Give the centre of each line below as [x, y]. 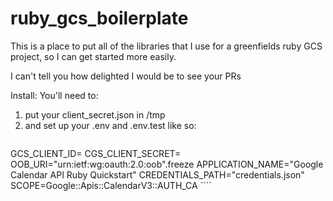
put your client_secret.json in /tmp [95, 114]
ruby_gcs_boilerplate [99, 18]
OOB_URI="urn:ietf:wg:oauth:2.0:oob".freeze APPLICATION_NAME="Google [167, 164]
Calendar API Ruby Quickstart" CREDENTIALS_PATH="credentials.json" [157, 174]
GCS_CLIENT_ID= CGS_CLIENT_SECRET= [96, 153]
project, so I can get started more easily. [93, 56]
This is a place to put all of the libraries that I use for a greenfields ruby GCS [166, 46]
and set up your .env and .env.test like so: [110, 125]
